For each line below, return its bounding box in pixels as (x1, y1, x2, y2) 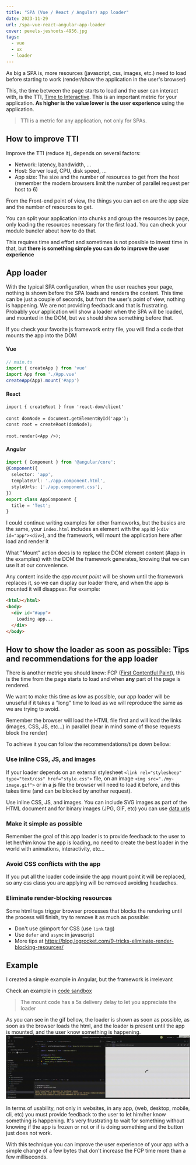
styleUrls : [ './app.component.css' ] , (11, 484, 103, 490)
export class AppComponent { (6, 496, 77, 502)
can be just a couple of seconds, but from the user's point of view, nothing (6, 296, 185, 303)
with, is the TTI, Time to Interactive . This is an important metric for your (6, 93, 177, 100)
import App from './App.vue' (6, 372, 77, 378)
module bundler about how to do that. (6, 227, 97, 234)
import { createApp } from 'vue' (6, 365, 87, 371)
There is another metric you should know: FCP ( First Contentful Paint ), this (6, 669, 185, 676)
